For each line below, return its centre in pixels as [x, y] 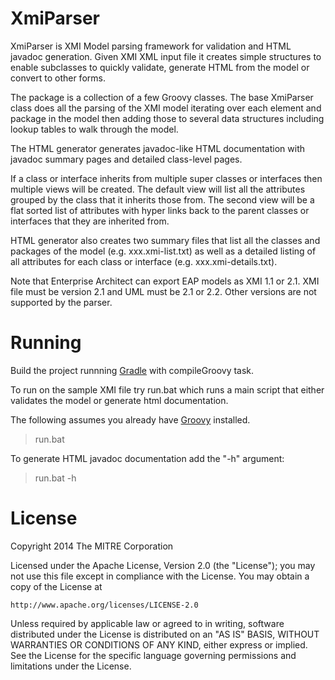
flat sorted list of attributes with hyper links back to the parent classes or [160, 210]
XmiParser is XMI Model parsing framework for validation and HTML [151, 46]
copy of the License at [56, 586]
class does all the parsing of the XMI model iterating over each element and [166, 108]
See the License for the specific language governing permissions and [153, 655]
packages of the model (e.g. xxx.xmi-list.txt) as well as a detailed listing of [163, 251]
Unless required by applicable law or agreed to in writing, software [147, 623]
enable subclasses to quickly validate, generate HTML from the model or [160, 67]
